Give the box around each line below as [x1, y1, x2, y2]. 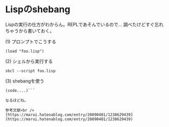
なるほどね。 [5, 98, 29, 103]
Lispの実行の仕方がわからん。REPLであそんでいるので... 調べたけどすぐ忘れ [5, 21, 164, 27]
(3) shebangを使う [5, 78, 45, 84]
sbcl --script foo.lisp [5, 68, 56, 73]
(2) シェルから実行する [5, 58, 53, 64]
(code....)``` [5, 88, 36, 93]
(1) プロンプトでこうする [5, 38, 57, 45]
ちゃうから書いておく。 [5, 27, 54, 34]
